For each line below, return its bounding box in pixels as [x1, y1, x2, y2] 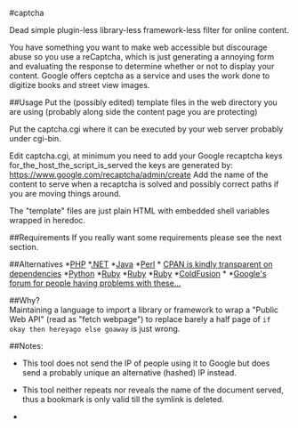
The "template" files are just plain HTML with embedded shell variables [9, 206, 270, 216]
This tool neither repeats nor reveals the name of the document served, [21, 384, 285, 395]
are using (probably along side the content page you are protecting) [9, 107, 258, 117]
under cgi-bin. [9, 133, 62, 143]
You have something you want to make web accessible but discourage [9, 42, 269, 52]
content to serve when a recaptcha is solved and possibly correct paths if [9, 179, 279, 190]
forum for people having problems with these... [9, 278, 181, 288]
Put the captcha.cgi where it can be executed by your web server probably [9, 124, 284, 134]
